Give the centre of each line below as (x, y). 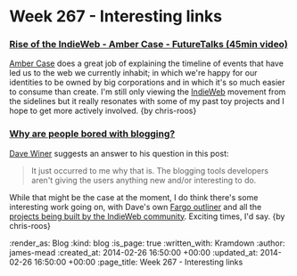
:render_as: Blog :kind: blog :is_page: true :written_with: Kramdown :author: (147, 243)
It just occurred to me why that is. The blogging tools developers (150, 170)
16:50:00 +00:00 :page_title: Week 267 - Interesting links (139, 262)
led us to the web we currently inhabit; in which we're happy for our (133, 73)
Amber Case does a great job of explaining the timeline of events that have (146, 63)
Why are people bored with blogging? (92, 134)
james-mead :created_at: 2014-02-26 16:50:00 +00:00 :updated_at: (134, 252)
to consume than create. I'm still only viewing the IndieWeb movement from (148, 92)
